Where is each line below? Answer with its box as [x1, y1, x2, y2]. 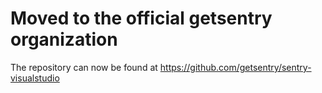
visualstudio [10, 72, 60, 84]
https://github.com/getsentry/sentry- [159, 61, 312, 73]
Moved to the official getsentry [10, 7, 273, 30]
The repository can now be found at [10, 61, 158, 73]
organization [10, 28, 118, 51]
